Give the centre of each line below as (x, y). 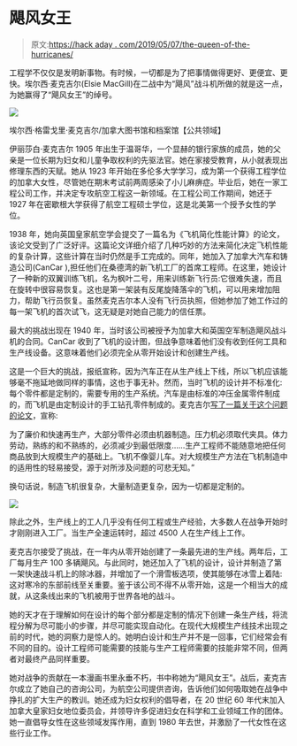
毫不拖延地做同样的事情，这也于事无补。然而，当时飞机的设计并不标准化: (149, 382)
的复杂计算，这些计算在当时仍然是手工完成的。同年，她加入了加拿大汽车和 (145, 256)
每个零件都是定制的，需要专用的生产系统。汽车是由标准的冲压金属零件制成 (145, 393)
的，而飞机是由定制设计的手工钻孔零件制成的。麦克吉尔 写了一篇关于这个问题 (148, 404)
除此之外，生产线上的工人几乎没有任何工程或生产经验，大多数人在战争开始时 (148, 521)
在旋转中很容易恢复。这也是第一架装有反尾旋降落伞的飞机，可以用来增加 (141, 289)
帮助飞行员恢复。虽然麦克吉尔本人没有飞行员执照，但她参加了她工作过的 (156, 300)
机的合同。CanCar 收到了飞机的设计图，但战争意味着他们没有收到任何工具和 (148, 341)
